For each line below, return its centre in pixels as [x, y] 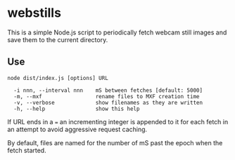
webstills [34, 13]
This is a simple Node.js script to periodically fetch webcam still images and [117, 32]
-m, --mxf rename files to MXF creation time [107, 96]
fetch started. [27, 150]
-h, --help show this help [77, 109]
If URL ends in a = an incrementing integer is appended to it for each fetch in [118, 121]
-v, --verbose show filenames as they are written [108, 102]
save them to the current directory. [58, 39]
